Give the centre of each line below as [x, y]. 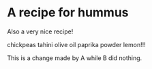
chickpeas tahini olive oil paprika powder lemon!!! [77, 44]
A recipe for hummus [68, 13]
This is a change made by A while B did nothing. [75, 58]
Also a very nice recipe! [40, 31]
